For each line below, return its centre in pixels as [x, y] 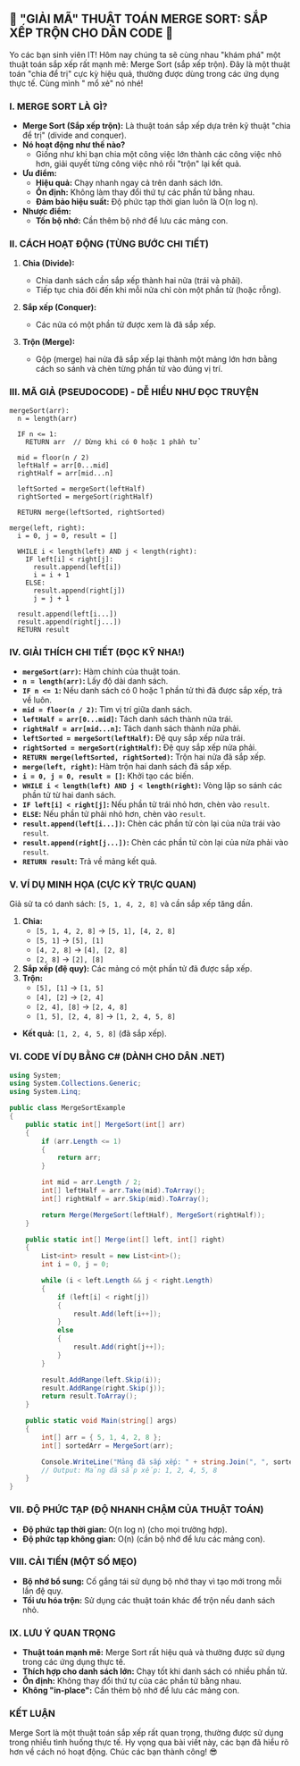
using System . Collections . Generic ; [75, 1084]
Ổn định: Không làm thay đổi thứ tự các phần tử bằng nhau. [145, 192]
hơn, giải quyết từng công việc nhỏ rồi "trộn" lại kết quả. [138, 164]
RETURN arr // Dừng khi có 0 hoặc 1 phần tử [112, 441]
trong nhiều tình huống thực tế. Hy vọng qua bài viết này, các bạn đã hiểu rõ [149, 1743]
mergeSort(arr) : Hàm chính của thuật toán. [101, 671]
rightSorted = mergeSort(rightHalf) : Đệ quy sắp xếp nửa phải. [139, 747]
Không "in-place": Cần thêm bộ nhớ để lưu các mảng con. [130, 1690]
